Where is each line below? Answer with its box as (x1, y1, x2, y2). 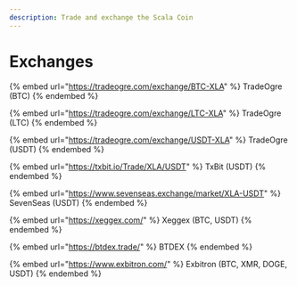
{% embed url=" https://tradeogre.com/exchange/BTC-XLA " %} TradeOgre (9, 81, 283, 92)
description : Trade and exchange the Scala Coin (9, 12, 194, 22)
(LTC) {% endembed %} (9, 117, 98, 127)
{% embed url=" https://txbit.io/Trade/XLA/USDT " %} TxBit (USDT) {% (9, 161, 267, 172)
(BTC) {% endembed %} (9, 90, 99, 101)
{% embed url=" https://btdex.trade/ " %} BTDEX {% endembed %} (9, 241, 252, 252)
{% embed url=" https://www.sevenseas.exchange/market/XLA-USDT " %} (9, 188, 281, 199)
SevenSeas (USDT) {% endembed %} (9, 197, 148, 208)
